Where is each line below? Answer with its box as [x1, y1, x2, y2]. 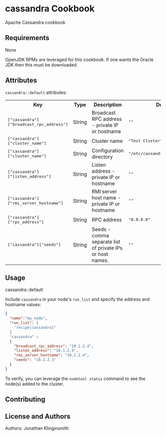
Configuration [91, 147, 124, 154]
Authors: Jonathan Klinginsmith [5, 425, 69, 431]
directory [91, 153, 113, 160]
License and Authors [5, 412, 71, 421]
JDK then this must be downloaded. [5, 62, 78, 67]
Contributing [5, 395, 45, 404]
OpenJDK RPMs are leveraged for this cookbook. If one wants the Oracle [5, 57, 154, 62]
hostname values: [5, 302, 41, 308]
